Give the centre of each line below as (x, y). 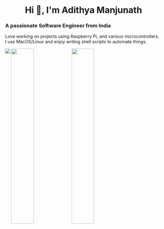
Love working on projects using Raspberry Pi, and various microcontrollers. (82, 36)
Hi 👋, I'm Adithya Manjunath (83, 10)
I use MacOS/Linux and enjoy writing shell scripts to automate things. (76, 42)
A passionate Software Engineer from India (58, 26)
